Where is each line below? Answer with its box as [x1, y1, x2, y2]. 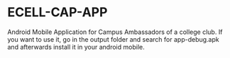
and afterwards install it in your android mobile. [7, 42, 145, 51]
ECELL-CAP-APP [7, 4, 108, 21]
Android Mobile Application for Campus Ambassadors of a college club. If [7, 28, 223, 36]
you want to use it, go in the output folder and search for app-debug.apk [7, 35, 219, 43]
